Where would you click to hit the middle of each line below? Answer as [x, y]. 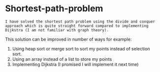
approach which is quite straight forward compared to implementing [77, 26]
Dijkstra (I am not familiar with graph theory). [57, 30]
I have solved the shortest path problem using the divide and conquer [80, 22]
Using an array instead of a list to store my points [62, 59]
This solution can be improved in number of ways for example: [68, 39]
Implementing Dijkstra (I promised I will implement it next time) [75, 64]
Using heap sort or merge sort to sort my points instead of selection [81, 48]
